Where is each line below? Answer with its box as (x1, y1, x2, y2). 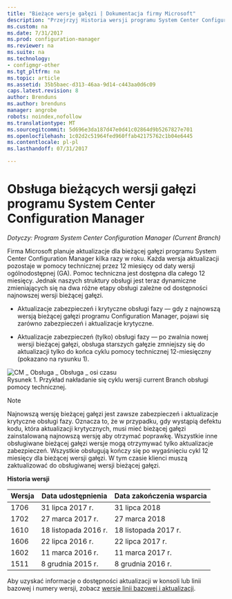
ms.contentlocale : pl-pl (7, 139, 79, 146)
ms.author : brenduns (7, 100, 67, 107)
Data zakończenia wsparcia (114, 491, 207, 501)
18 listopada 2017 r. (114, 525, 182, 535)
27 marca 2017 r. (41, 514, 99, 524)
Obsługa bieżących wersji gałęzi (7, 181, 197, 197)
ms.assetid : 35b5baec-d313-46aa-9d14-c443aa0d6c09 (7, 81, 156, 88)
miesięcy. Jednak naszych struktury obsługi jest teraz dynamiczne (7, 276, 197, 285)
